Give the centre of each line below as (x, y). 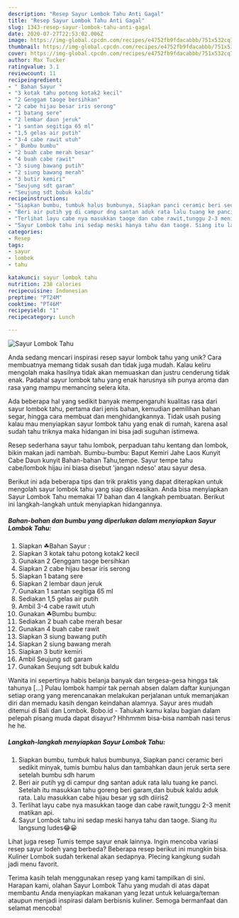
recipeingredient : (35, 80)
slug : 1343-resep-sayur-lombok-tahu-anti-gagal (80, 27)
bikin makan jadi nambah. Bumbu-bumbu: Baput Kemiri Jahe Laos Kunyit (114, 453)
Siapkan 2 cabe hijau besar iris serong (74, 568)
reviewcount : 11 (32, 73)
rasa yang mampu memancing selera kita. (69, 387)
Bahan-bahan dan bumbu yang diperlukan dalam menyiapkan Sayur (112, 520)
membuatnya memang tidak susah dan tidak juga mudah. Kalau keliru (110, 365)
